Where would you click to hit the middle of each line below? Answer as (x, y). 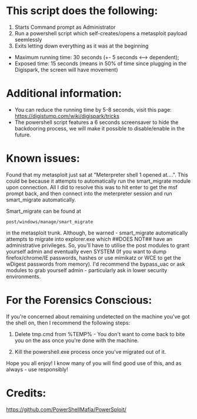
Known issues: (43, 158)
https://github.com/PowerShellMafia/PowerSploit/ (66, 409)
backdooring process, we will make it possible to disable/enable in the (100, 128)
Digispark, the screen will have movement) (66, 69)
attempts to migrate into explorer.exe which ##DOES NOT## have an (89, 239)
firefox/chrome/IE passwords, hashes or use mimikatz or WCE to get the (94, 257)
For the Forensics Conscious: (79, 300)
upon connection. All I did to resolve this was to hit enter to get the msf (92, 187)
